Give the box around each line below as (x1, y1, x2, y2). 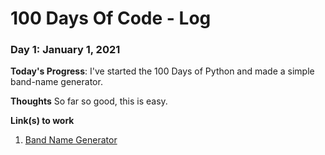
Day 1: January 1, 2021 (10, 43, 121, 57)
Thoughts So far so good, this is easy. (10, 95, 168, 107)
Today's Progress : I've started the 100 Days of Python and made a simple (10, 65, 315, 77)
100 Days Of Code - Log (10, 7, 212, 30)
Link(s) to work (10, 115, 75, 127)
